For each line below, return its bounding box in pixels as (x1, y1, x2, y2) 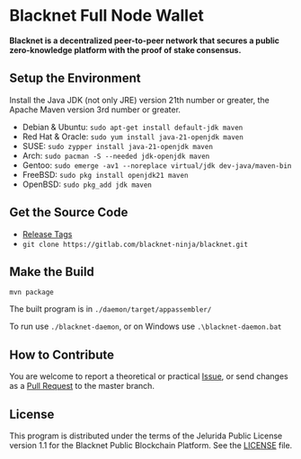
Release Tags (22, 228, 73, 239)
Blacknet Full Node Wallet (9, 5, 205, 26)
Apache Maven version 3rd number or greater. (9, 104, 181, 115)
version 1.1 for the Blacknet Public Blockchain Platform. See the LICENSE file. (9, 440, 293, 450)
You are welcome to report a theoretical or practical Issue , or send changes (9, 371, 289, 382)
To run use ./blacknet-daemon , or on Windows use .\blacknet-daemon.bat (9, 321, 282, 332)
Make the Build (9, 264, 94, 279)
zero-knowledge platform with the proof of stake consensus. (9, 44, 242, 55)
